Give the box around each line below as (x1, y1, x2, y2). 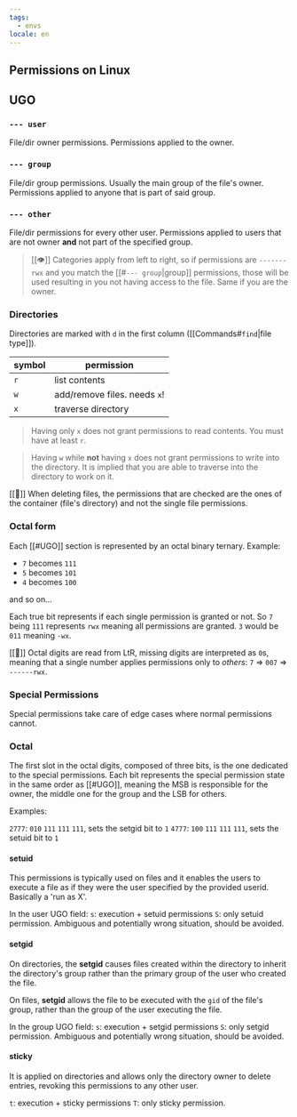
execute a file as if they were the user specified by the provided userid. (9, 882, 270, 893)
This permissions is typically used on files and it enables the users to (9, 872, 262, 883)
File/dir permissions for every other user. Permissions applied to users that (9, 228, 282, 238)
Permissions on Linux (9, 62, 131, 77)
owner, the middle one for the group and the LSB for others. (9, 789, 228, 800)
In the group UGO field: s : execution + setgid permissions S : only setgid (9, 1021, 270, 1032)
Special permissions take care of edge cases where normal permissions (9, 708, 273, 719)
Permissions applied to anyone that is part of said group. (9, 187, 215, 197)
